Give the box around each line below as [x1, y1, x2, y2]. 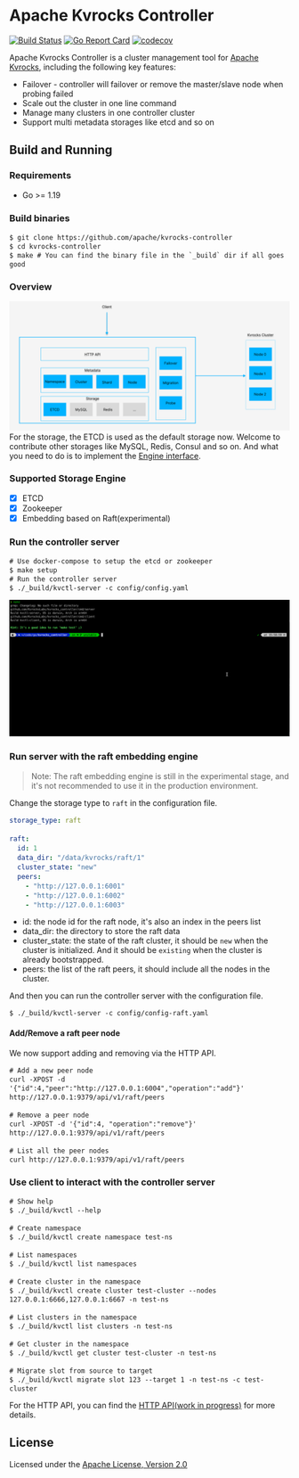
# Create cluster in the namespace [9, 1277, 141, 1286]
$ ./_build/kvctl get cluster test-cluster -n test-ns [9, 1348, 217, 1358]
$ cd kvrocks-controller [9, 242, 101, 250]
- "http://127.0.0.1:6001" [25, 882, 125, 891]
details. [9, 1409, 36, 1420]
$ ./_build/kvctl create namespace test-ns [9, 1232, 174, 1242]
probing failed [21, 88, 74, 99]
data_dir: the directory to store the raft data [21, 926, 181, 937]
